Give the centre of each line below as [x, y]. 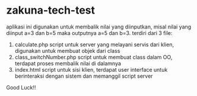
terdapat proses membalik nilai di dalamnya [68, 63]
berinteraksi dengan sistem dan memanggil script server [84, 76]
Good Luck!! [21, 87]
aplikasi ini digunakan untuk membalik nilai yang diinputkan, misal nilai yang [99, 27]
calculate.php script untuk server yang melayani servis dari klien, [94, 44]
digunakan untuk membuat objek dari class [67, 50]
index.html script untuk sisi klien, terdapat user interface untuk [91, 69]
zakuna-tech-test [51, 10]
